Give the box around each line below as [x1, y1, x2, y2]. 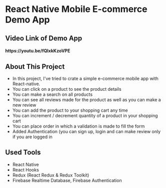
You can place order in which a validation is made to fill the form [12, 123, 145, 129]
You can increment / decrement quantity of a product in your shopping [12, 112, 158, 118]
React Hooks [12, 167, 39, 173]
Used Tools [5, 148, 41, 157]
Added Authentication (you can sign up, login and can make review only [12, 128, 161, 134]
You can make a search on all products [12, 91, 93, 97]
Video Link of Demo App [5, 34, 82, 42]
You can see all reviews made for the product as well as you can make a [12, 96, 161, 103]
